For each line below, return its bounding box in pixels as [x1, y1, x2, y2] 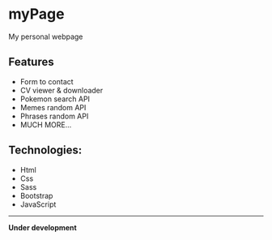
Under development [8, 222, 77, 232]
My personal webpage [8, 32, 83, 41]
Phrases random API [19, 111, 89, 121]
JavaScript [19, 199, 57, 209]
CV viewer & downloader [19, 85, 104, 95]
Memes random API [19, 102, 87, 112]
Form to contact [19, 76, 74, 86]
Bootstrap [19, 191, 53, 200]
